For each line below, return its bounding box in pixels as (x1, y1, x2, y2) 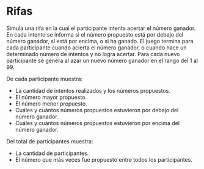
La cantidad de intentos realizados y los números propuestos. (15, 87, 171, 94)
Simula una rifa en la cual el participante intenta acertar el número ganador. (6, 24, 196, 32)
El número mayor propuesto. (15, 93, 87, 101)
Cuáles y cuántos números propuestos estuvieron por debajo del (15, 106, 179, 113)
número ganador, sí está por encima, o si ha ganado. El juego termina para (6, 37, 194, 45)
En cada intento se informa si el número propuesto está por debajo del (6, 31, 184, 38)
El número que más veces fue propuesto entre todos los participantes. (15, 156, 192, 163)
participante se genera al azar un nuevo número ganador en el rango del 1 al (6, 57, 199, 64)
